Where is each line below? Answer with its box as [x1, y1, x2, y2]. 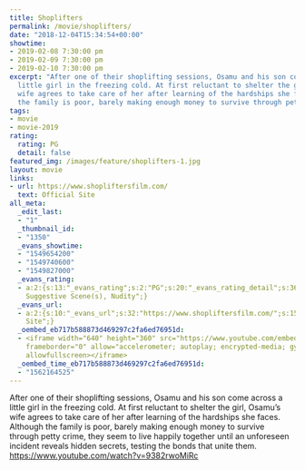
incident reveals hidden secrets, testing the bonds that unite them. [9, 441, 257, 452]
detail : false [17, 148, 71, 157]
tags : [9, 106, 30, 115]
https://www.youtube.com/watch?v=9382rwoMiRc [9, 450, 199, 461]
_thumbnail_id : [17, 224, 75, 233]
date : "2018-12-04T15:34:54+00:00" [9, 30, 144, 39]
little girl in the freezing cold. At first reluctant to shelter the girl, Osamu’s [9, 402, 281, 413]
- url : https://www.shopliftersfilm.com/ [9, 182, 169, 191]
